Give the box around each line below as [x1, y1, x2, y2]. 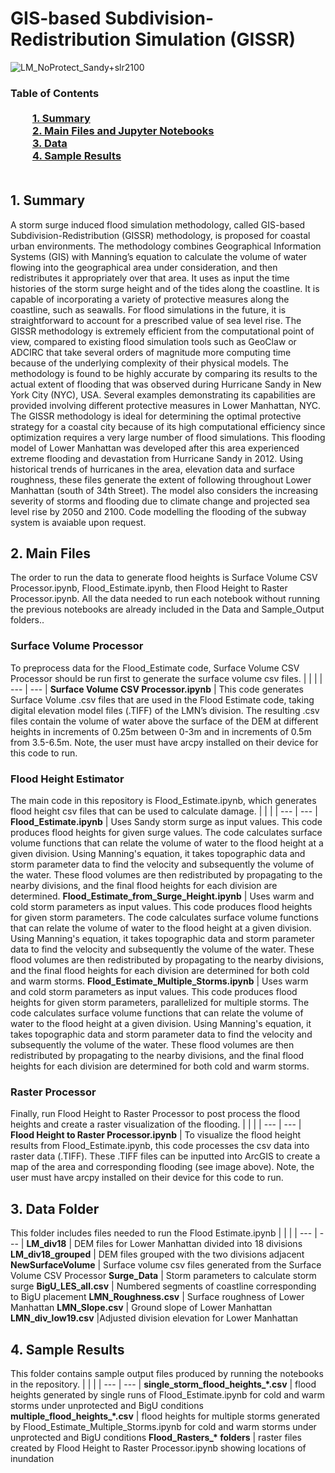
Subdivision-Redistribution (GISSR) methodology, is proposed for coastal [10, 229, 311, 241]
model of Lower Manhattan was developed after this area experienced [10, 442, 300, 454]
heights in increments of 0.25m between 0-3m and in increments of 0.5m [10, 725, 312, 737]
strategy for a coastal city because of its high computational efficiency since [10, 420, 326, 432]
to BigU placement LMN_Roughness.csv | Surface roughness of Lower [10, 1291, 305, 1303]
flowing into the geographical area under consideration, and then [10, 261, 278, 273]
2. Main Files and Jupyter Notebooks [31, 123, 215, 137]
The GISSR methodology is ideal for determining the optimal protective [10, 410, 302, 422]
